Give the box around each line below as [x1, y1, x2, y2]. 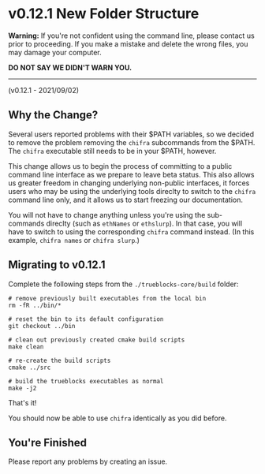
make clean [8, 342, 44, 351]
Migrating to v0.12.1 [8, 258, 106, 272]
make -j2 [8, 384, 37, 392]
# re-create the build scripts [8, 356, 111, 364]
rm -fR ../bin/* [8, 301, 62, 309]
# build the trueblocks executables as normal [8, 377, 164, 385]
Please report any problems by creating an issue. [8, 457, 168, 466]
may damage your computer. [8, 47, 102, 57]
